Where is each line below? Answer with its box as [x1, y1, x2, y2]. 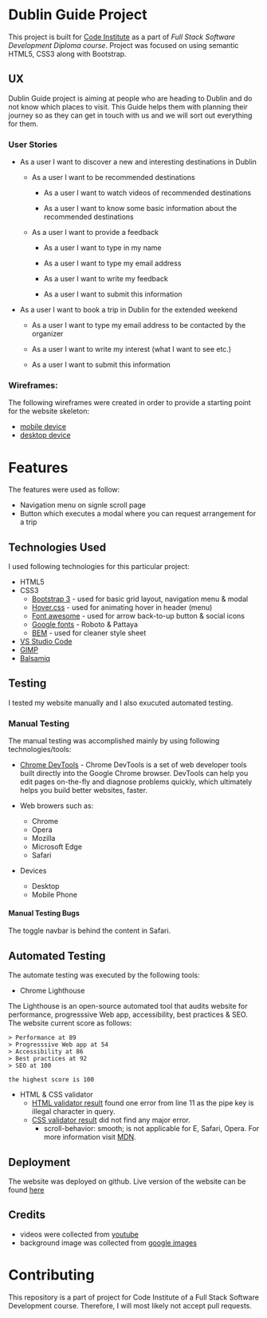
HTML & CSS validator [19, 1089, 93, 1100]
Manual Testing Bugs [8, 908, 80, 918]
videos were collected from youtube [19, 1229, 139, 1239]
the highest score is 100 [8, 1076, 94, 1084]
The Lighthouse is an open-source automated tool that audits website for [8, 1001, 249, 1011]
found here [8, 1185, 45, 1195]
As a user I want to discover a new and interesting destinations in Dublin [19, 157, 257, 167]
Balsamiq [19, 654, 50, 663]
